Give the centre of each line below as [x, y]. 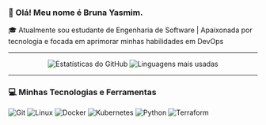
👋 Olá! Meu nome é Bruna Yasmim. [76, 13]
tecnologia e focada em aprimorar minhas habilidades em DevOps [116, 42]
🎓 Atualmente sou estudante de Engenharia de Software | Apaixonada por [130, 30]
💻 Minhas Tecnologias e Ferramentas [82, 92]
